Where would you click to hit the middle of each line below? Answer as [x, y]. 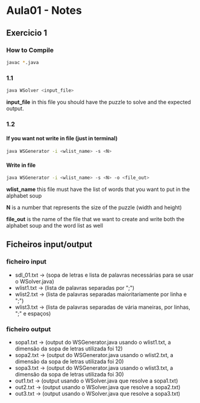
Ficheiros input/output [49, 244]
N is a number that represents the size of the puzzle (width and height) [94, 207]
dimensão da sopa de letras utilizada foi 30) [70, 374]
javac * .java [23, 62]
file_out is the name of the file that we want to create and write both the [95, 219]
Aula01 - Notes [44, 11]
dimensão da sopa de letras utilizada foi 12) [69, 349]
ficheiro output [29, 329]
